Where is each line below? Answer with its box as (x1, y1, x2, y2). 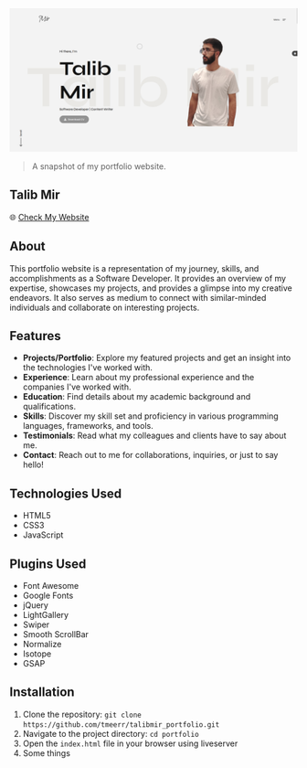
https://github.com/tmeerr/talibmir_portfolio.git (22, 720, 220, 730)
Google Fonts (22, 590, 74, 602)
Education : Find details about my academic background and (22, 391, 251, 402)
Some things (22, 747, 71, 758)
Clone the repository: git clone (22, 709, 142, 720)
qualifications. (22, 401, 76, 412)
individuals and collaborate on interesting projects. (9, 302, 200, 313)
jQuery (22, 600, 48, 611)
